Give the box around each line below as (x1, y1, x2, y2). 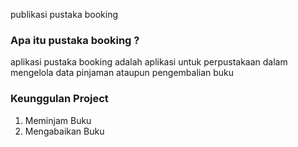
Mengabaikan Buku (24, 125, 105, 137)
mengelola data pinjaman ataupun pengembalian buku (10, 67, 235, 79)
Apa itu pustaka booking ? (10, 33, 140, 47)
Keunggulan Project (10, 92, 109, 106)
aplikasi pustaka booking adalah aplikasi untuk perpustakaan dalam (10, 56, 288, 68)
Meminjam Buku (24, 114, 92, 126)
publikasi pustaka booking (10, 9, 118, 20)
